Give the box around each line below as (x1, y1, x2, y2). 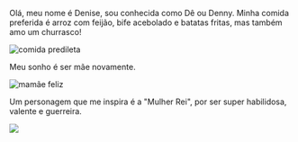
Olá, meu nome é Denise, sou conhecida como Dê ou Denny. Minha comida (9, 8, 290, 18)
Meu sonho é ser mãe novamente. (9, 62, 137, 72)
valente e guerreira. (9, 106, 83, 116)
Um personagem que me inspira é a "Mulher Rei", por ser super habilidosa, (9, 96, 287, 107)
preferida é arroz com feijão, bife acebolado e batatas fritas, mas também (9, 17, 283, 28)
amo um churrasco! (9, 27, 82, 37)
